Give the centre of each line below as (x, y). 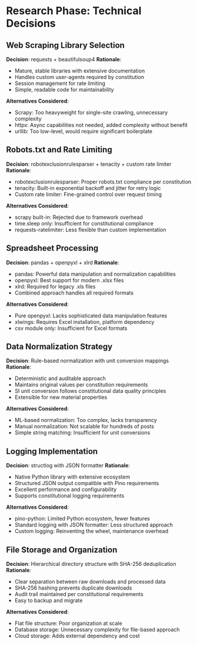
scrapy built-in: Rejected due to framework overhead (79, 217)
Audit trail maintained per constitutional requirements (79, 594)
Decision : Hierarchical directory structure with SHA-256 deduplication (91, 564)
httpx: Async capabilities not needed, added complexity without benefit (101, 125)
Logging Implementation (52, 451)
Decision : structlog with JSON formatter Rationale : (68, 466)
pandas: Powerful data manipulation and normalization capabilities (95, 274)
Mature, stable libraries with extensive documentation (80, 71)
